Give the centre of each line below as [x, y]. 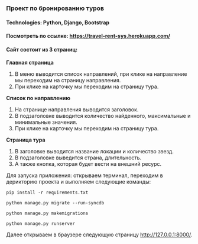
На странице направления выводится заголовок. [77, 110]
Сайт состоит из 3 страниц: [42, 49]
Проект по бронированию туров [55, 8]
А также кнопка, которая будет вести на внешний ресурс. [88, 164]
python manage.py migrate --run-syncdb [55, 203]
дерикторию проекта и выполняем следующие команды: [79, 182]
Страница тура [26, 140]
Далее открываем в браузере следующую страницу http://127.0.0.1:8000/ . [99, 235]
